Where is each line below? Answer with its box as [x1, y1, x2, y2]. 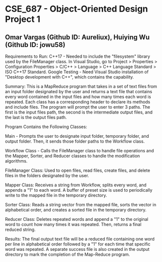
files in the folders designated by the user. [5, 173, 89, 178]
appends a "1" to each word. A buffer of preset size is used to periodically [5, 187, 153, 193]
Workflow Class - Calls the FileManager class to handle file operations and [5, 148, 154, 153]
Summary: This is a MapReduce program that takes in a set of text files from [5, 83, 158, 89]
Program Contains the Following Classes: [5, 124, 87, 130]
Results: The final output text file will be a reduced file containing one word [5, 236, 155, 242]
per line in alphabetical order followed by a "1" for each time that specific [5, 241, 151, 247]
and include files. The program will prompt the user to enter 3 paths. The [5, 104, 150, 110]
